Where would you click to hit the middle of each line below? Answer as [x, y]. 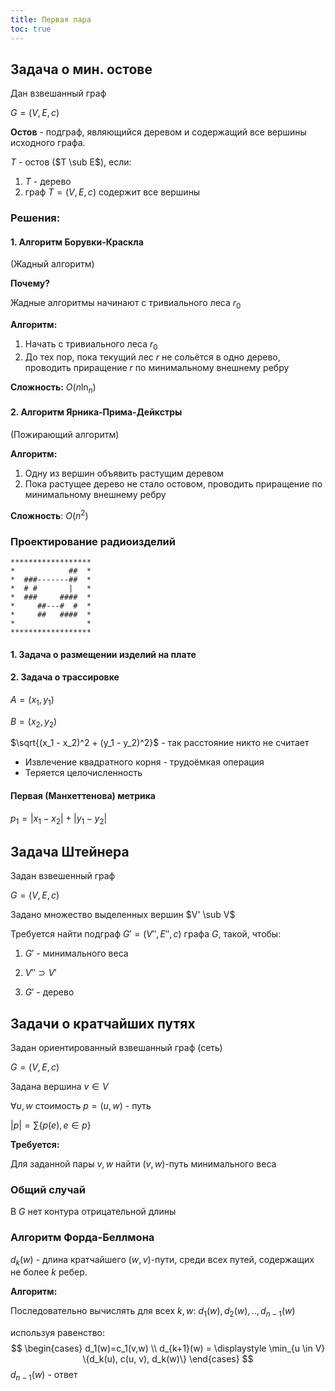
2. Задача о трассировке [65, 677]
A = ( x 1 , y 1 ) [32, 700]
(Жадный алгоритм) [52, 264]
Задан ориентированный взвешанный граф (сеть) [116, 1047]
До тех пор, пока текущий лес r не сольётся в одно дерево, [152, 357]
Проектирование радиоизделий [93, 541]
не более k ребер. [49, 1272]
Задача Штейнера [70, 851]
